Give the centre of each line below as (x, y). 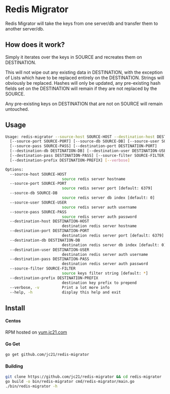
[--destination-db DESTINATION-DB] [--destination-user (70, 151)
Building (14, 366)
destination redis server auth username (105, 254)
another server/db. (25, 28)
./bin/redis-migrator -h (31, 386)
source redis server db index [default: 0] (108, 198)
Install (15, 308)
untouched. (17, 109)
